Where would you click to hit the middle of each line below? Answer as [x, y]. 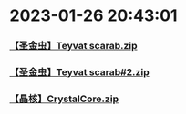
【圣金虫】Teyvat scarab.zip [74, 46]
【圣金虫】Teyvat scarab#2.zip [79, 72]
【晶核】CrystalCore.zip [64, 99]
